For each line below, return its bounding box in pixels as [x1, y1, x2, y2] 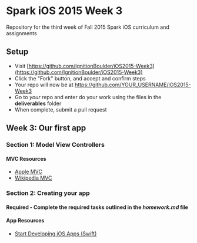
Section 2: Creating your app [6, 189, 90, 197]
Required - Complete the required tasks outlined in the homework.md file [6, 204, 188, 211]
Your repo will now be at [14, 81, 74, 88]
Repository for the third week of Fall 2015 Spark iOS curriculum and [6, 23, 169, 31]
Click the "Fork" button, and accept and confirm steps [14, 75, 146, 82]
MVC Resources [6, 155, 46, 162]
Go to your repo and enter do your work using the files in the [14, 93, 162, 100]
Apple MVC [14, 168, 43, 176]
